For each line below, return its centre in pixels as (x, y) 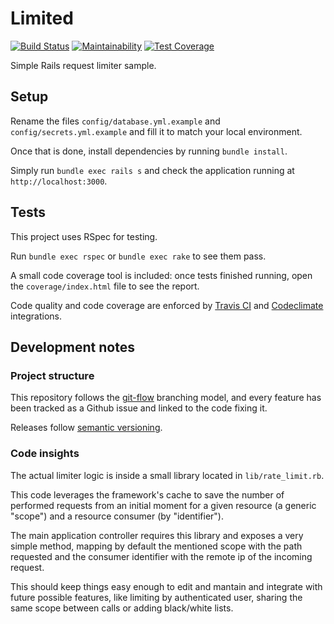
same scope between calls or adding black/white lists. (122, 608)
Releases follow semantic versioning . (86, 428)
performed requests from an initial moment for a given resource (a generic (163, 505)
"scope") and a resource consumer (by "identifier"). (117, 516)
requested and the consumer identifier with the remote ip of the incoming (161, 556)
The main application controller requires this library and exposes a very (157, 535)
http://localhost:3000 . (59, 181)
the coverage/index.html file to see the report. (105, 286)
